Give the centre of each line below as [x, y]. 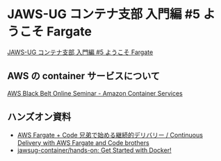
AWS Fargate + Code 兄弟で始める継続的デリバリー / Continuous [110, 135]
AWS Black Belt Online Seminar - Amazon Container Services [95, 93]
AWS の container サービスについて [83, 76]
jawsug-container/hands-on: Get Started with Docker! [94, 150]
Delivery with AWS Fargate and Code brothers [83, 142]
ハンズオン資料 [39, 117]
